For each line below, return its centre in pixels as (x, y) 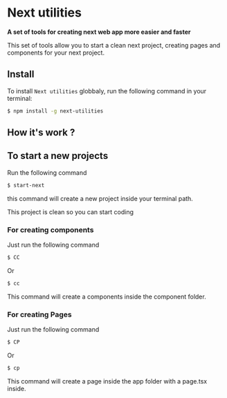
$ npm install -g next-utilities (55, 111)
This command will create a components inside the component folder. (107, 296)
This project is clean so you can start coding (70, 211)
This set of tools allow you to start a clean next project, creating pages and (114, 45)
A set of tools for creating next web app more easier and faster (99, 32)
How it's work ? (41, 133)
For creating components (51, 229)
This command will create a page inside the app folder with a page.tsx (107, 381)
